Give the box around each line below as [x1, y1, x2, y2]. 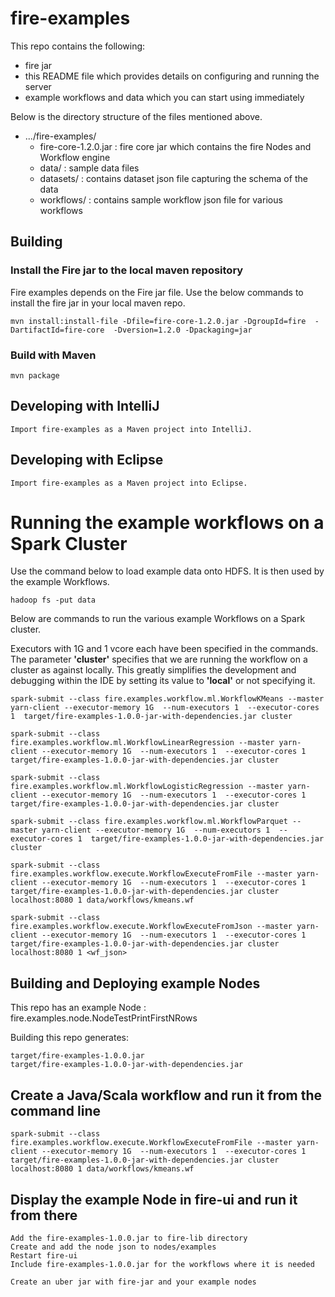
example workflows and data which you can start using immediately [24, 91, 305, 103]
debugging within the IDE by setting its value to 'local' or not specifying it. [10, 675, 316, 687]
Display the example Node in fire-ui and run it [10, 1191, 298, 1208]
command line [10, 1102, 102, 1119]
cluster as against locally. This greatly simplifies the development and [10, 664, 297, 676]
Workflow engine [39, 151, 111, 163]
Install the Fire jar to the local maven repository [10, 263, 244, 277]
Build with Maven [10, 348, 97, 362]
